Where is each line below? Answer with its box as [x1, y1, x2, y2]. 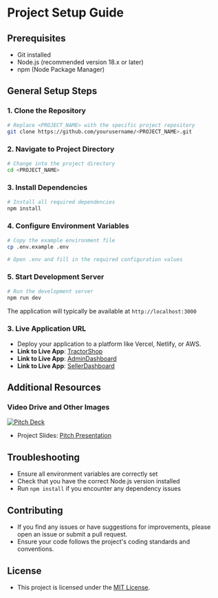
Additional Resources [7, 382, 101, 394]
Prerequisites [7, 32, 66, 44]
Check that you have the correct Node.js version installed [17, 477, 180, 485]
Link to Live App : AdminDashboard [17, 354, 117, 363]
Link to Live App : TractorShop [17, 347, 103, 355]
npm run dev [7, 294, 41, 301]
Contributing [7, 504, 63, 516]
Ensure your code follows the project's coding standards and [17, 537, 190, 546]
